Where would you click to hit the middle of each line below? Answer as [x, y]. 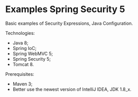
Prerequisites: [20, 74]
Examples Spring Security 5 [65, 9]
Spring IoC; [24, 48]
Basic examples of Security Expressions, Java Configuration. [69, 23]
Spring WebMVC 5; [33, 54]
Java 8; [20, 43]
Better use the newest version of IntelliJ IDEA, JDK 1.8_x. [72, 89]
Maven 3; [22, 84]
